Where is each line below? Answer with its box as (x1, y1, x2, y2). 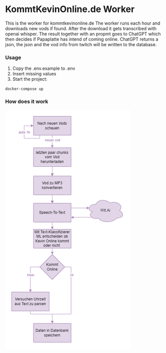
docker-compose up (5, 86, 43, 91)
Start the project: (12, 76, 47, 82)
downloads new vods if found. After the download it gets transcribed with (5, 25, 156, 31)
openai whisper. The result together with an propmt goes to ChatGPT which (5, 31, 161, 37)
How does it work (5, 98, 48, 105)
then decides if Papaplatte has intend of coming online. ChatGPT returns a (5, 36, 158, 42)
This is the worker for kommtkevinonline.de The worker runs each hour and (5, 20, 160, 26)
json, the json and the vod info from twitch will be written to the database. (5, 41, 157, 47)
